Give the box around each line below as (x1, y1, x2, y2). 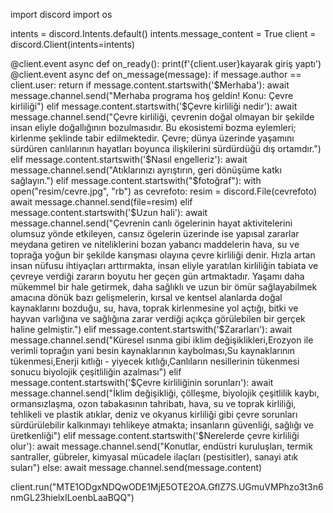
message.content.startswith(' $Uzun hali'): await (10, 207, 208, 218)
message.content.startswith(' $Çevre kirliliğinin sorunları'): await (10, 377, 274, 388)
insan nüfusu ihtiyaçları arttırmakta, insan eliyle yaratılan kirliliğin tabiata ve (10, 260, 319, 271)
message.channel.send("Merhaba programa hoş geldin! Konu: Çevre (10, 90, 294, 101)
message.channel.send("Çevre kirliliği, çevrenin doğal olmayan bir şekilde (10, 111, 315, 123)
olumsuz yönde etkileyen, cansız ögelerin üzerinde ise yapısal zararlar (10, 228, 300, 239)
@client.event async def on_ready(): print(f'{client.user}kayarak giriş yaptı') (10, 58, 322, 69)
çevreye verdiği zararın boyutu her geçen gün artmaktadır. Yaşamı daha (10, 270, 305, 282)
